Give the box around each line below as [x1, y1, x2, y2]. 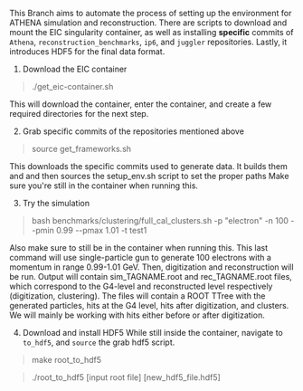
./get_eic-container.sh [31, 81, 114, 91]
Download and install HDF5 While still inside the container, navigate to [22, 328, 283, 338]
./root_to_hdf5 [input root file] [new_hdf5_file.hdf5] [31, 372, 222, 383]
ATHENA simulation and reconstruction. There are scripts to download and [9, 17, 288, 28]
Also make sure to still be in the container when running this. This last [9, 243, 269, 253]
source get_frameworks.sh [31, 144, 132, 154]
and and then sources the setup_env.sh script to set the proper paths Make [9, 171, 289, 181]
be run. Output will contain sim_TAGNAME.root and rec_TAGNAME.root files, [9, 272, 292, 281]
